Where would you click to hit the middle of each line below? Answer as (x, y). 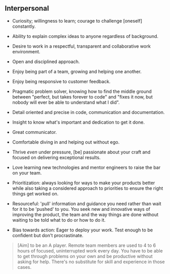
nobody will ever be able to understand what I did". (66, 102)
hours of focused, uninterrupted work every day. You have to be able (90, 250)
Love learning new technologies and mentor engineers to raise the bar (86, 167)
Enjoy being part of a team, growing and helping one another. (77, 71)
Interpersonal (27, 8)
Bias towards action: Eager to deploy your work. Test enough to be (82, 230)
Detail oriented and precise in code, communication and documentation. (88, 112)
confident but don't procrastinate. (48, 235)
